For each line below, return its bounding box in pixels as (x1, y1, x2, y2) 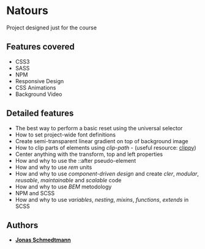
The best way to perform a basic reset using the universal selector (15, 124, 183, 132)
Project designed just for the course (6, 24, 97, 31)
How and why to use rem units (15, 163, 92, 171)
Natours (6, 4, 49, 18)
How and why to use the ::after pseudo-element (15, 157, 136, 164)
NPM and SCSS (15, 189, 55, 196)
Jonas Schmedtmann (15, 236, 72, 243)
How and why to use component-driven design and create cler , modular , (15, 169, 199, 177)
